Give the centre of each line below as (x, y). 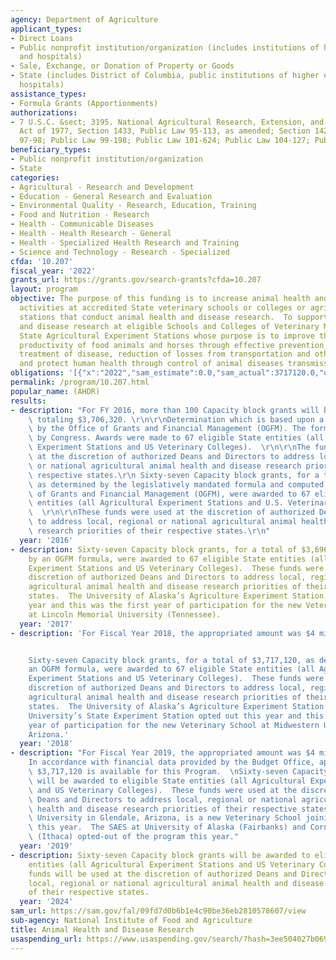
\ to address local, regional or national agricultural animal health (178, 522)
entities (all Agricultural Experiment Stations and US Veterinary (171, 864)
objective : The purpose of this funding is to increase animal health (160, 299)
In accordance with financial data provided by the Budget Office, (171, 762)
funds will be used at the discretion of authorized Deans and (163, 874)
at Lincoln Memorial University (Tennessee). (125, 614)
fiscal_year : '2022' (53, 271)
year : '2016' (46, 540)
